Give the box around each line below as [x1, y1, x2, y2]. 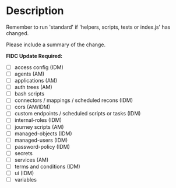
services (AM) [14, 156, 49, 163]
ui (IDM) [14, 169, 34, 176]
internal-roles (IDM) [14, 117, 62, 124]
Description [6, 4, 64, 18]
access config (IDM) [14, 63, 64, 71]
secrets [14, 149, 33, 156]
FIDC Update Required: [6, 52, 63, 59]
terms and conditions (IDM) [14, 163, 80, 170]
